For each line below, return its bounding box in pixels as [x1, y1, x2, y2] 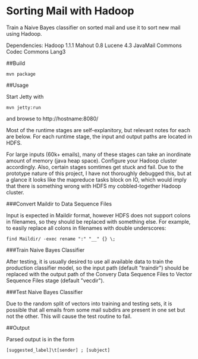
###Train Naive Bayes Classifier [6, 246, 85, 254]
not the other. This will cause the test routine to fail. [6, 313, 132, 320]
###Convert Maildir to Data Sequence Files [6, 200, 112, 207]
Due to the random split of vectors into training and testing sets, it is [6, 299, 172, 307]
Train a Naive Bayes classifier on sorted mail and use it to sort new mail [6, 24, 181, 31]
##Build [6, 60, 26, 67]
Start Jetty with [6, 93, 44, 100]
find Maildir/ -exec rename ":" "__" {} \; [6, 236, 116, 242]
